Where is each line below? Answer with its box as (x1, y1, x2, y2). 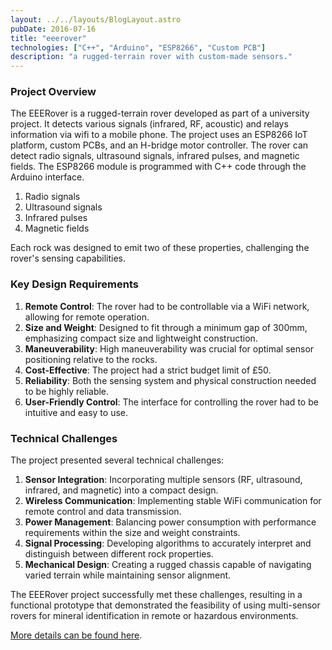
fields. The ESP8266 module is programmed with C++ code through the (10, 161, 307, 173)
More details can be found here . (10, 629, 143, 641)
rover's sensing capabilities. (10, 252, 126, 265)
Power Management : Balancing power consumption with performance (24, 516, 317, 528)
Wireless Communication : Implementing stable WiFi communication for (24, 495, 322, 507)
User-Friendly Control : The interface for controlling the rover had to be (24, 396, 319, 408)
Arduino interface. (10, 171, 85, 183)
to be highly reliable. (24, 385, 110, 397)
